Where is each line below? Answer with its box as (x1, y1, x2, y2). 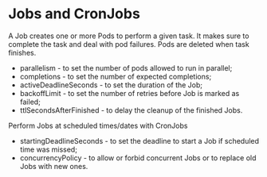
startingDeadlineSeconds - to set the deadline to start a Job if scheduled (19, 136, 260, 145)
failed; (19, 97, 41, 106)
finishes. (8, 48, 37, 57)
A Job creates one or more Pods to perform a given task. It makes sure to (8, 31, 249, 40)
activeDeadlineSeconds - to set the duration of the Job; (19, 80, 203, 90)
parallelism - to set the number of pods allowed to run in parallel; (19, 63, 233, 72)
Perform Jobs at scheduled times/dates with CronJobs (8, 121, 188, 130)
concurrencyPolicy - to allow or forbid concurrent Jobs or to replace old (19, 152, 257, 163)
